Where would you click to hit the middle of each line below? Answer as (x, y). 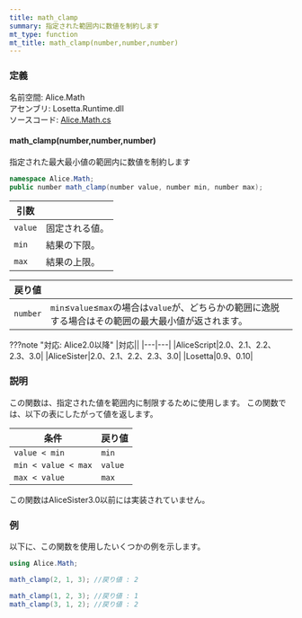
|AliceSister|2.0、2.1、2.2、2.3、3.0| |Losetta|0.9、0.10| (149, 356)
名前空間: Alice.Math (47, 97)
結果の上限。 (73, 261)
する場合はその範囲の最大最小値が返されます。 (149, 321)
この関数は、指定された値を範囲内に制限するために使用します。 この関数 (144, 402)
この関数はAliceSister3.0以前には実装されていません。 (110, 499)
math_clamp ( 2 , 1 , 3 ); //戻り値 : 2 (74, 579)
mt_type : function (44, 34)
